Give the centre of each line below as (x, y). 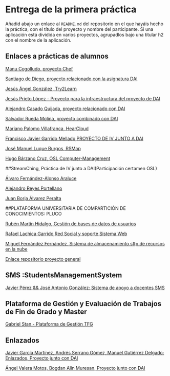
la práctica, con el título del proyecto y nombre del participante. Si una (79, 29)
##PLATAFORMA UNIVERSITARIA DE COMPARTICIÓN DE (66, 208)
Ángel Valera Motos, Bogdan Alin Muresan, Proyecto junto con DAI (75, 368)
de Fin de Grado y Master (46, 311)
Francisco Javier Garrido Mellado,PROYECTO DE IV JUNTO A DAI (74, 138)
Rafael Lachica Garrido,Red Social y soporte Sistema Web (66, 234)
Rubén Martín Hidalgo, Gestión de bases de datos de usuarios (71, 223)
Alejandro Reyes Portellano (34, 188)
